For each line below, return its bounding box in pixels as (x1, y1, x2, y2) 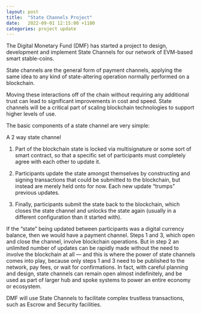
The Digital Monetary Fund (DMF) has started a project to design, (6, 42, 168, 49)
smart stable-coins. (6, 55, 55, 62)
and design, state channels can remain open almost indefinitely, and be (6, 270, 182, 277)
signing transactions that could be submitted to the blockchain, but (14, 176, 181, 184)
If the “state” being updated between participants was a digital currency (6, 225, 184, 233)
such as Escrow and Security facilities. (6, 301, 102, 308)
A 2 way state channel (6, 134, 61, 141)
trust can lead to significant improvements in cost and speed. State (6, 98, 172, 105)
